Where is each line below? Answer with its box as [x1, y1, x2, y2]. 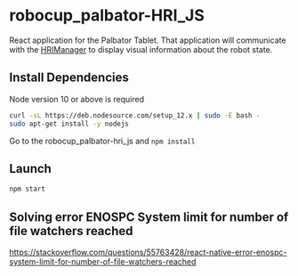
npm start [9, 184, 46, 194]
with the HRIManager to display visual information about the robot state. [9, 44, 273, 54]
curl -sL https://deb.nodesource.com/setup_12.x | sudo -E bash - [9, 110, 261, 120]
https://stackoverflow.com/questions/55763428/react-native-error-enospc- [9, 247, 287, 257]
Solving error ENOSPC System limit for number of [9, 209, 289, 224]
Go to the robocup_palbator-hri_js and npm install [9, 135, 196, 146]
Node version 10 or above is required [9, 93, 145, 104]
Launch [9, 161, 52, 176]
